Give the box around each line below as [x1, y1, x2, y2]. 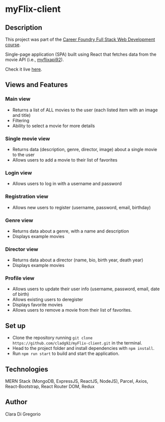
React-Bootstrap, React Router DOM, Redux [5, 384, 95, 390]
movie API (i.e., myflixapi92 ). [5, 57, 64, 63]
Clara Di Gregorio [5, 411, 41, 417]
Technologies [5, 365, 49, 373]
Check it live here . [5, 66, 42, 72]
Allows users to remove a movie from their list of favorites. [12, 307, 132, 313]
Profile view [5, 275, 35, 282]
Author [5, 398, 27, 406]
